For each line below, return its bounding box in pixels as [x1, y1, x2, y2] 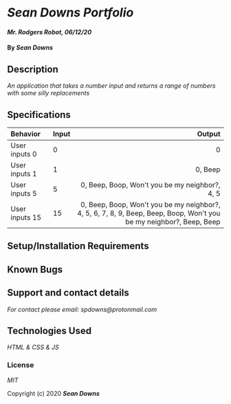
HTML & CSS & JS [7, 343, 60, 351]
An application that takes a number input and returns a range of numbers [7, 82, 216, 90]
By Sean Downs [7, 43, 54, 52]
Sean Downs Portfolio [7, 5, 134, 21]
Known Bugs [7, 263, 63, 275]
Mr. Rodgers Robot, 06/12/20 [7, 27, 92, 36]
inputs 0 [10, 150, 37, 158]
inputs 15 [10, 213, 42, 222]
